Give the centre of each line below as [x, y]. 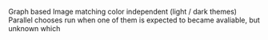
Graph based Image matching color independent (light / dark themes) [123, 12]
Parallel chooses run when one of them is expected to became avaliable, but [134, 20]
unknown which [34, 28]
